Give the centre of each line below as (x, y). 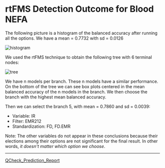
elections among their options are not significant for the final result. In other (82, 141)
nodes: (12, 62)
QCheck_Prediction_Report (32, 160)
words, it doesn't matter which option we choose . (55, 146)
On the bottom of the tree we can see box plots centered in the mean (75, 86)
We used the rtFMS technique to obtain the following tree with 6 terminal (79, 57)
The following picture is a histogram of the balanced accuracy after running (82, 33)
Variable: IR (24, 116)
